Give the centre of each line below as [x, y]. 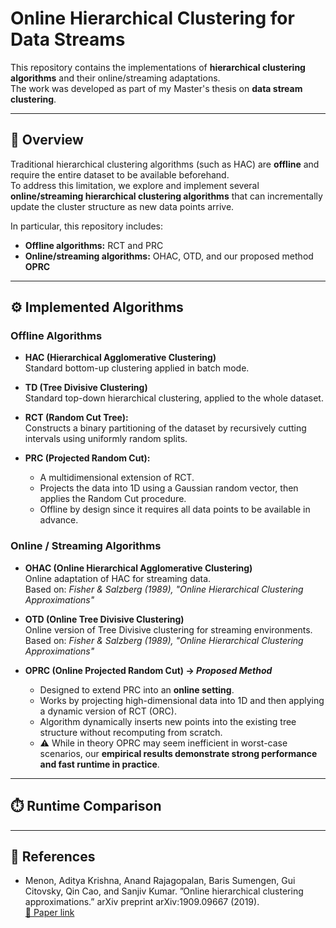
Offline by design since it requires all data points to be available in [175, 509]
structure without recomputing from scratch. [131, 732]
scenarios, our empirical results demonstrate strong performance [178, 753]
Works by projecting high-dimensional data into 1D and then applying [182, 700]
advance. [59, 520]
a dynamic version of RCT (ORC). [108, 711]
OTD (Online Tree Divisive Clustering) [104, 619]
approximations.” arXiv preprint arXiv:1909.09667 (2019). [142, 902]
